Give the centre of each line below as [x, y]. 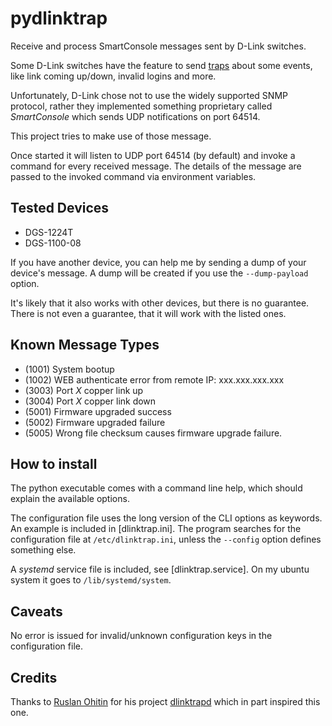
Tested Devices [60, 208]
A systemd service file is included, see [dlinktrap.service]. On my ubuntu [160, 569]
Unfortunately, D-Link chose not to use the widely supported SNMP [149, 95]
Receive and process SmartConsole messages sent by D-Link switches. [158, 46]
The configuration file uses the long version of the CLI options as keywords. [166, 518]
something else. [43, 550]
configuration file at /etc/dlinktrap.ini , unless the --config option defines [166, 539]
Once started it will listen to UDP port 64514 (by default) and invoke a [153, 155]
